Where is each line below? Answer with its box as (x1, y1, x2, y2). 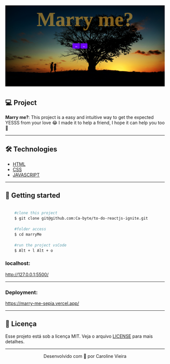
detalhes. (5, 338, 25, 344)
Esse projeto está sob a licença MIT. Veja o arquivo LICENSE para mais (5, 333, 153, 339)
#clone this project (14, 211, 58, 216)
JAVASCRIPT (12, 172, 40, 178)
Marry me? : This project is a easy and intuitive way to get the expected (5, 114, 154, 120)
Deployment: (5, 289, 38, 296)
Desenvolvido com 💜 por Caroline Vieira (44, 353, 126, 359)
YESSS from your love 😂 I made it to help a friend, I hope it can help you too (5, 119, 165, 126)
